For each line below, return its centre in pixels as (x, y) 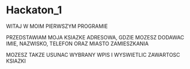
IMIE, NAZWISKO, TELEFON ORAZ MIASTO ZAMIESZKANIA (77, 43)
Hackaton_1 (34, 10)
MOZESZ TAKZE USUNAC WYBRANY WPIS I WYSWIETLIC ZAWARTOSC (93, 55)
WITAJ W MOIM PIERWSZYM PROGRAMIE (57, 26)
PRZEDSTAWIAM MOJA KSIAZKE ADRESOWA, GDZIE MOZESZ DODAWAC (95, 37)
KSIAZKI (16, 61)
